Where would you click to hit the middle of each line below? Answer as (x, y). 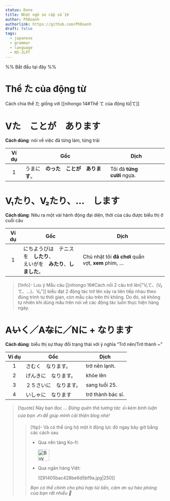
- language (21, 48)
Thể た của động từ (46, 89)
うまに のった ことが (53, 169)
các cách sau (44, 433)
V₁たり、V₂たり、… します (62, 201)
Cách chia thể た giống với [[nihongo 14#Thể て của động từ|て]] (72, 104)
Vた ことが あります (53, 126)
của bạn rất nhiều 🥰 (51, 493)
